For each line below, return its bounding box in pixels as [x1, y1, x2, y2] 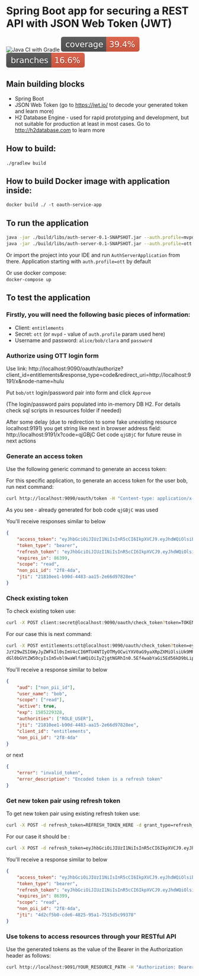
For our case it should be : [6, 833, 70, 840]
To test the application [6, 293, 91, 303]
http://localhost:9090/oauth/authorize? [28, 365, 124, 372]
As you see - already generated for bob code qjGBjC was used [6, 506, 159, 514]
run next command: [6, 484, 54, 491]
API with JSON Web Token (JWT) [6, 17, 172, 30]
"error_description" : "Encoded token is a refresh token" [17, 776, 163, 783]
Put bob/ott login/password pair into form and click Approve [6, 389, 152, 396]
